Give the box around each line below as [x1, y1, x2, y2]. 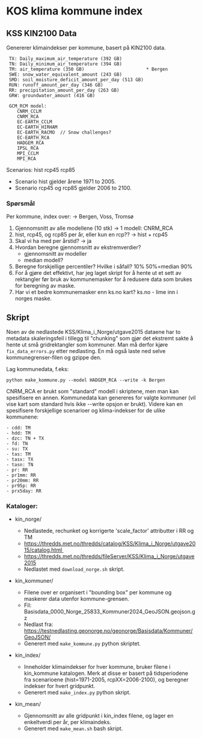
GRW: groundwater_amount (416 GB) [8, 93, 96, 99]
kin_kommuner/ [14, 577, 54, 585]
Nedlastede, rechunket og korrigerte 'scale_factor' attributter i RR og [23, 527, 194, 535]
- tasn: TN [6, 462, 34, 468]
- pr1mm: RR [6, 472, 36, 479]
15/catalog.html [23, 546, 63, 554]
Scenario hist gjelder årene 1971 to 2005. [14, 178, 116, 185]
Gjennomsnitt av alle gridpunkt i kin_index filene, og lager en [23, 712, 174, 719]
